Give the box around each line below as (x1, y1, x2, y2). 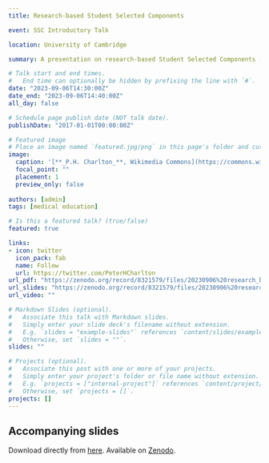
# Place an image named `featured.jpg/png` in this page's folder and (8, 143, 249, 151)
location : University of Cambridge (8, 41, 127, 49)
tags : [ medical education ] (8, 203, 98, 211)
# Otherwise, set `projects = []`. (8, 387, 134, 395)
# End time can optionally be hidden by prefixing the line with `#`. (8, 77, 256, 85)
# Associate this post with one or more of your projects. (8, 365, 217, 373)
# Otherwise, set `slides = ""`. (8, 336, 127, 344)
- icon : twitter (8, 246, 62, 255)
